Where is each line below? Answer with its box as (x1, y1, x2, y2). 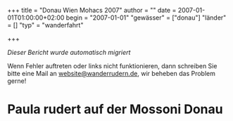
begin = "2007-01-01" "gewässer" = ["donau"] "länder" (65, 13, 227, 22)
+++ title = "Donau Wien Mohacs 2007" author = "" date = (7, 6, 177, 14)
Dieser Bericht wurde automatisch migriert (7, 49, 131, 56)
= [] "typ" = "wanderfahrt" (7, 21, 84, 29)
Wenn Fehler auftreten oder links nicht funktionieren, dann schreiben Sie (7, 62, 218, 70)
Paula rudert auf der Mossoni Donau (7, 101, 223, 117)
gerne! (7, 77, 27, 85)
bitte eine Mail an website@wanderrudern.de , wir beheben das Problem (7, 70, 216, 77)
